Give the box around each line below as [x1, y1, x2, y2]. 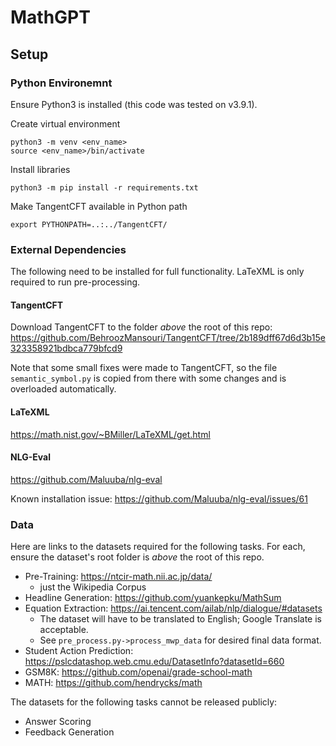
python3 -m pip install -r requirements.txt [10, 182, 199, 193]
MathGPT [10, 6, 91, 29]
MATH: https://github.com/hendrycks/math [24, 677, 203, 689]
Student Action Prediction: [24, 645, 134, 657]
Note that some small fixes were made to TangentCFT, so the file [10, 362, 278, 374]
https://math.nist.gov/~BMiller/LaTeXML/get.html [10, 428, 211, 440]
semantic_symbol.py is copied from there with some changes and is [10, 372, 287, 385]
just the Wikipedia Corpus [39, 581, 147, 593]
